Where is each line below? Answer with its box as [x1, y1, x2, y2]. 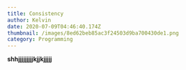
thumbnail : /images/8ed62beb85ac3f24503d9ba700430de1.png [7, 29, 179, 37]
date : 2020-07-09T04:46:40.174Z [7, 23, 101, 30]
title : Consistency [7, 10, 64, 17]
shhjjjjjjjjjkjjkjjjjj [7, 55, 52, 63]
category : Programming [7, 36, 73, 43]
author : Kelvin [7, 17, 52, 24]
